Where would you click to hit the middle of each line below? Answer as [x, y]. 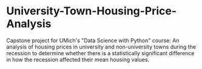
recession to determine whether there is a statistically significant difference [100, 53]
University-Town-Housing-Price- [92, 11]
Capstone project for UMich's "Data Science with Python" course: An [93, 40]
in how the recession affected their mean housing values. [78, 59]
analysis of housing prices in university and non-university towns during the [101, 47]
